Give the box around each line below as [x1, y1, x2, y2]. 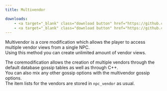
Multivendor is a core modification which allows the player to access [5, 39, 146, 45]
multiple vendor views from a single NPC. [5, 44, 90, 50]
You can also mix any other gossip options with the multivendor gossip [5, 70, 150, 76]
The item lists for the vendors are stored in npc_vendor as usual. [5, 81, 135, 87]
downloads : [5, 16, 28, 21]
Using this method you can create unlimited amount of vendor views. [5, 50, 147, 56]
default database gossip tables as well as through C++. [5, 65, 118, 71]
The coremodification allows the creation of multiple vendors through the [5, 59, 155, 65]
